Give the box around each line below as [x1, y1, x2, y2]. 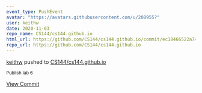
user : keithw [6, 20, 39, 26]
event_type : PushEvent [6, 8, 63, 15]
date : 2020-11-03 [6, 25, 50, 32]
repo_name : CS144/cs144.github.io [6, 31, 93, 37]
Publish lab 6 [6, 70, 33, 76]
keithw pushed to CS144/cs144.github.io [6, 58, 106, 66]
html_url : [6, 36, 31, 42]
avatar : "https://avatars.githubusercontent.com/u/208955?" [6, 14, 161, 20]
